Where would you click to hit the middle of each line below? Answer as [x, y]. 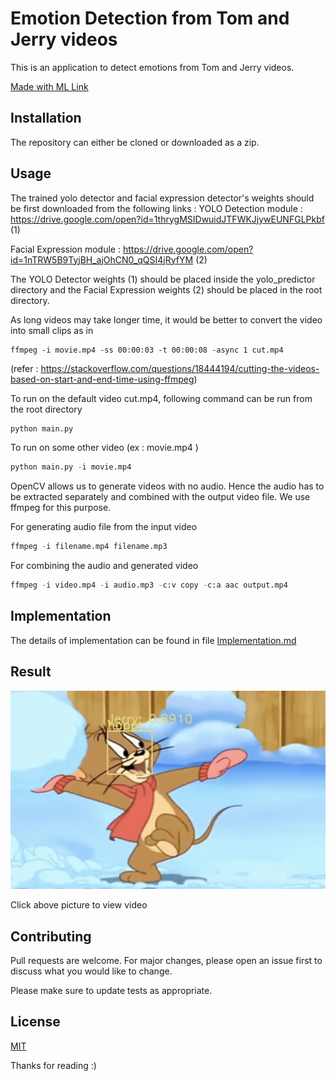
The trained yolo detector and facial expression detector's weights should [162, 198]
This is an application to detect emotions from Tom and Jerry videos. [152, 67]
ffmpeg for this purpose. [61, 508]
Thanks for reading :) [53, 1065]
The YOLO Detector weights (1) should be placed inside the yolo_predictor [163, 279]
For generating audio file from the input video [104, 527]
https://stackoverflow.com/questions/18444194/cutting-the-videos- [180, 368]
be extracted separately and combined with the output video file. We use [160, 497]
